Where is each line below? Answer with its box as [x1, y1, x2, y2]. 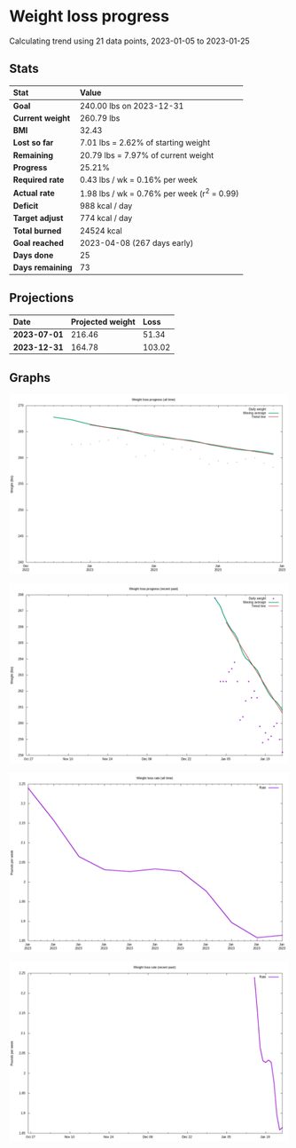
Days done [12, 250, 54, 261]
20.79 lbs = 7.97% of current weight [79, 149, 214, 161]
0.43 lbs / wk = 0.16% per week [79, 175, 198, 185]
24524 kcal [79, 225, 122, 236]
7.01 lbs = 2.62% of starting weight [79, 138, 211, 148]
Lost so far [12, 138, 54, 148]
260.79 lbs [79, 113, 121, 123]
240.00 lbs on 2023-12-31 [79, 100, 184, 111]
